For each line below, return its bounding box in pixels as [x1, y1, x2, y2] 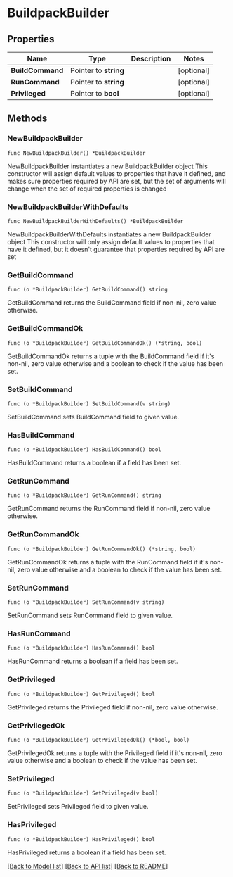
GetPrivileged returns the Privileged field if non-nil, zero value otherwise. [7, 702, 219, 712]
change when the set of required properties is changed [7, 184, 167, 193]
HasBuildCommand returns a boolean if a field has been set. [7, 459, 181, 467]
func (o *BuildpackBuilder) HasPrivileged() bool [7, 835, 156, 843]
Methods [7, 113, 48, 125]
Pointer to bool [69, 89, 119, 98]
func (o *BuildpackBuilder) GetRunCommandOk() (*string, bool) [7, 545, 197, 553]
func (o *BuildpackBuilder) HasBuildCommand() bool [7, 446, 161, 453]
